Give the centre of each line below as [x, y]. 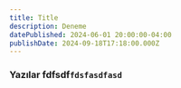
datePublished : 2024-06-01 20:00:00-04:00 [90, 34]
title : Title [34, 18]
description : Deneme [48, 26]
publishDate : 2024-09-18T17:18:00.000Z [85, 43]
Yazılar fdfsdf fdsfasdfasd [66, 75]
